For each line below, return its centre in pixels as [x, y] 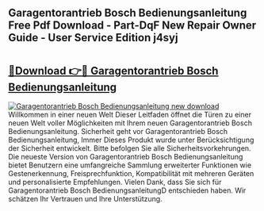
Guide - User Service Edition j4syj [93, 38]
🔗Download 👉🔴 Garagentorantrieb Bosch [113, 71]
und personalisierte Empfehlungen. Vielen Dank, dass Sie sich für [115, 182]
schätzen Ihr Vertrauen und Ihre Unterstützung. [85, 199]
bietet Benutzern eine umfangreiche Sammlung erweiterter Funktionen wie [130, 165]
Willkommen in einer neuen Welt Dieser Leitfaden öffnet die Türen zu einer [130, 115]
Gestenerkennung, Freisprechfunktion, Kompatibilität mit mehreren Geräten [131, 173]
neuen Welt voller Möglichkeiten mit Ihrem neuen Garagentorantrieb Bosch [130, 123]
